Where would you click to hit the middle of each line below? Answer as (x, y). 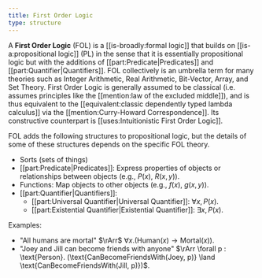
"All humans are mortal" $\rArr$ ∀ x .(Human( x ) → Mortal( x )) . (117, 240)
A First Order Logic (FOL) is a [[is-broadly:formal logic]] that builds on (122, 45)
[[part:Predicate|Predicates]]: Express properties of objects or (120, 168)
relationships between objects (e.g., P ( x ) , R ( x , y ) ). (100, 176)
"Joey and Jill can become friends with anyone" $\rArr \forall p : (123, 248)
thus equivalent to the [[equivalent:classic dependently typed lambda (120, 104)
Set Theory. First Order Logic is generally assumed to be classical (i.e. (122, 87)
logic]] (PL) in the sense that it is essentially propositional (151, 54)
